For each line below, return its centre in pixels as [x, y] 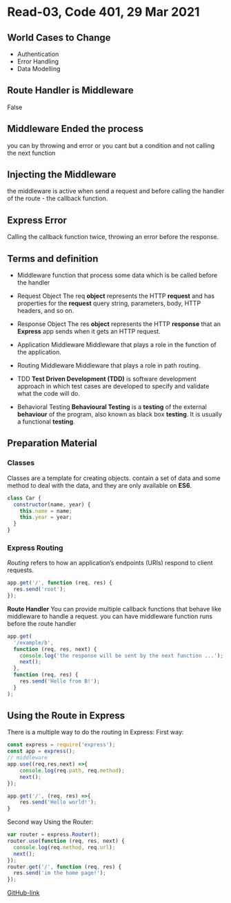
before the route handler [42, 623]
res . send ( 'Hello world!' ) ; [58, 802]
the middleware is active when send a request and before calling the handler [116, 191]
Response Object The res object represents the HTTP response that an [119, 324]
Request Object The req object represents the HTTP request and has [116, 296]
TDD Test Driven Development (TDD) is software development [107, 379]
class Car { [24, 498]
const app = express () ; [41, 751]
